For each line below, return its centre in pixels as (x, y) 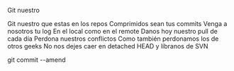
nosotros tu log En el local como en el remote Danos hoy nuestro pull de (112, 31)
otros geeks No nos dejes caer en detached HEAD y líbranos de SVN (108, 46)
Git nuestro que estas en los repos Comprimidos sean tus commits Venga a (117, 24)
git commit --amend (37, 60)
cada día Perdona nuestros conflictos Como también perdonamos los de (113, 39)
